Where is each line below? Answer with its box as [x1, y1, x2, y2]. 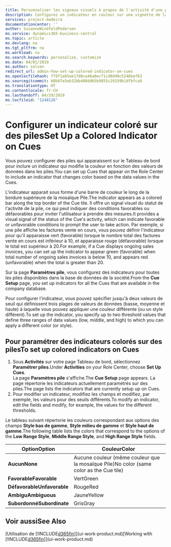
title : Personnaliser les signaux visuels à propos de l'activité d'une [5, 7, 163, 13]
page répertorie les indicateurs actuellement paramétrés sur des [12, 380, 148, 386]
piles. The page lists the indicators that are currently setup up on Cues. [12, 386, 160, 392]
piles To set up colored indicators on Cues [5, 345, 139, 354]
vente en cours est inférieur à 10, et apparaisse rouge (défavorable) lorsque [5, 238, 164, 244]
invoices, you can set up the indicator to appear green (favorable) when [5, 249, 156, 255]
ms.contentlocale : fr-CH [5, 88, 58, 93]
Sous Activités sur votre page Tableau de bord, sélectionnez [12, 359, 141, 364]
